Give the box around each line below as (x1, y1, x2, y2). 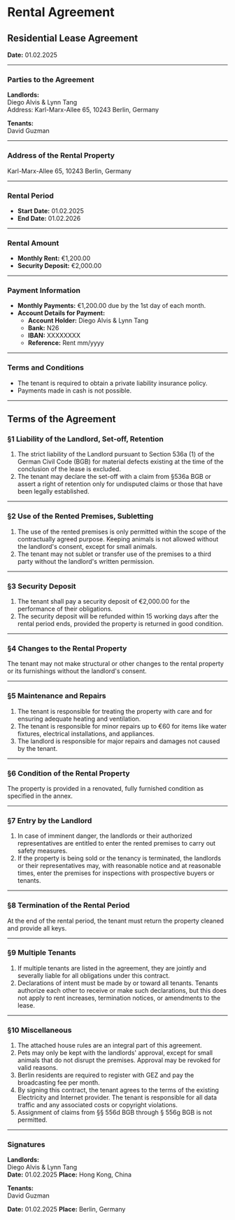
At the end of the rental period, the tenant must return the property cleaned (7, 916, 225, 925)
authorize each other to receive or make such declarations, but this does (17, 986, 227, 994)
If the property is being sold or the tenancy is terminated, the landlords (17, 854, 222, 862)
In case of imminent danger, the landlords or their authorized (17, 832, 192, 840)
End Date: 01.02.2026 (17, 214, 81, 222)
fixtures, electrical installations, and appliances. (17, 729, 155, 738)
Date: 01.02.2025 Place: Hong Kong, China (7, 1170, 131, 1179)
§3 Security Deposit (7, 581, 76, 591)
